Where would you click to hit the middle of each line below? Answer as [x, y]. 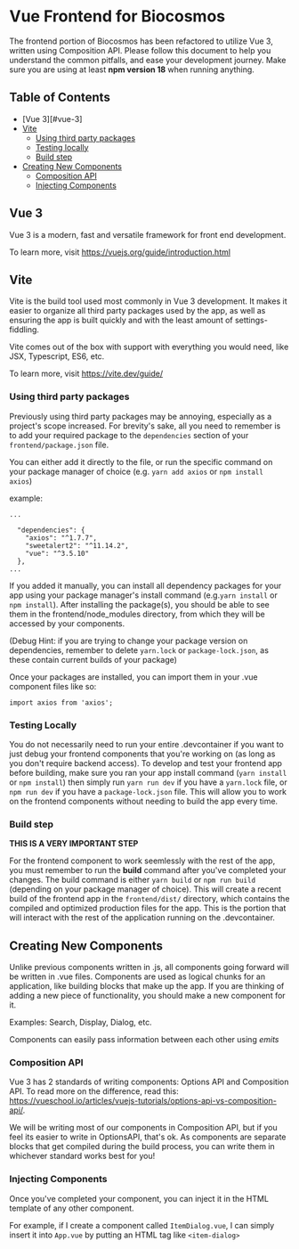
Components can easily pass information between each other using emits [144, 1040]
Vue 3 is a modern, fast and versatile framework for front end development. [148, 234]
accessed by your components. [67, 623]
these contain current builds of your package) [93, 659]
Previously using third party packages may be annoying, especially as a [141, 416]
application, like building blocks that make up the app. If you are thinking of [147, 986]
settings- [251, 320]
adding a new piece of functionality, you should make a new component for [148, 996]
